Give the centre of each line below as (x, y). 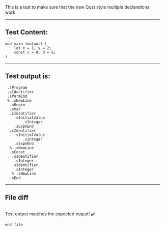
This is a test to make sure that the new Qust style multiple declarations (77, 7)
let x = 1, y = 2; (33, 48)
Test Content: (27, 32)
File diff (17, 198)
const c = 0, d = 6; (35, 52)
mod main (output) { (26, 44)
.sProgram (17, 87)
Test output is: (28, 76)
